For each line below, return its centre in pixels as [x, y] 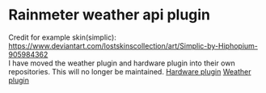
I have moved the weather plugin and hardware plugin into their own [122, 63]
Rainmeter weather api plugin [110, 15]
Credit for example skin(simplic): [63, 37]
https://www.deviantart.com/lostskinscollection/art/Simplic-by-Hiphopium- [133, 45]
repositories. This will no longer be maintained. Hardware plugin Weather [130, 71]
